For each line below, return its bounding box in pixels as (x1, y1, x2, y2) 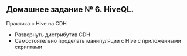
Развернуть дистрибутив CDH (14, 31, 91, 38)
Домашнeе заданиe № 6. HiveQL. (6, 5, 134, 14)
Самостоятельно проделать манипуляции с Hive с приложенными (14, 37, 182, 44)
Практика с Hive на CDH (6, 20, 67, 27)
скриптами (14, 43, 42, 50)
